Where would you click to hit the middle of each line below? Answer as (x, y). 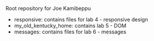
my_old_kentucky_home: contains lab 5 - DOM (70, 26)
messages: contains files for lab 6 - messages (70, 32)
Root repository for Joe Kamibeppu (48, 8)
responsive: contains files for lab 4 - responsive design (81, 19)
